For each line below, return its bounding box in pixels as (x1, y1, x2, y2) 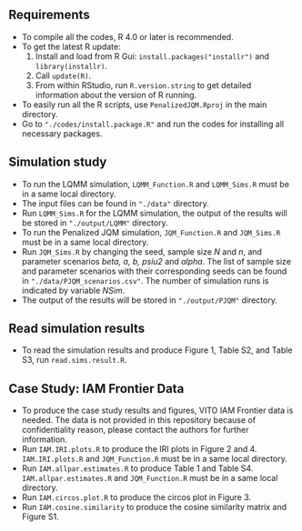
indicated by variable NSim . (21, 285, 126, 296)
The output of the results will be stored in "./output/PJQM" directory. (21, 295, 278, 306)
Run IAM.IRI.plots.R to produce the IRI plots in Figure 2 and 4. (21, 444, 257, 455)
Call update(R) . (35, 70, 92, 81)
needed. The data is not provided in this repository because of (21, 415, 257, 426)
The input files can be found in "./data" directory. (21, 197, 210, 208)
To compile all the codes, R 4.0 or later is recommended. (21, 31, 234, 42)
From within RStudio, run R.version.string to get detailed (35, 79, 252, 90)
